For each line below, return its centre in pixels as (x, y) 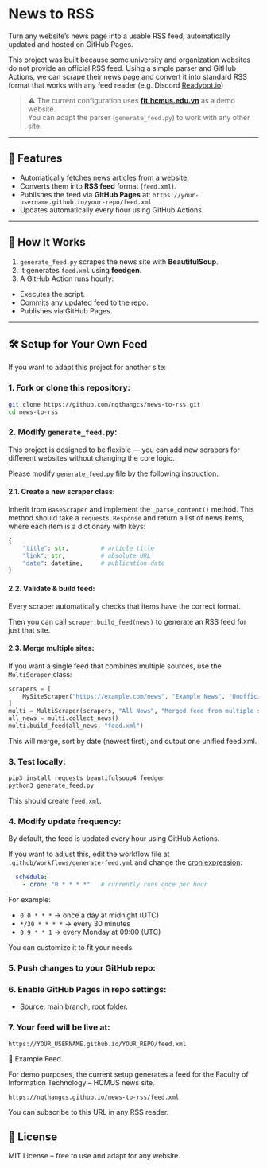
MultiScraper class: (40, 674)
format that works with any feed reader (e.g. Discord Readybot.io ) (116, 85)
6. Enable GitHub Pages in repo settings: (87, 989)
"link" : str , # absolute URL (87, 555)
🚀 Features (35, 159)
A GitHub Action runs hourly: (67, 278)
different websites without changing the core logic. (91, 457)
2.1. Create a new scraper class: (62, 492)
